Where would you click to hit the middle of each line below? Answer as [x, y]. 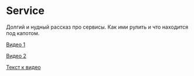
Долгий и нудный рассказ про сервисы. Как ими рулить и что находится [97, 27]
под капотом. [23, 33]
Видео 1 [16, 44]
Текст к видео [23, 67]
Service [25, 11]
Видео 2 [16, 56]
